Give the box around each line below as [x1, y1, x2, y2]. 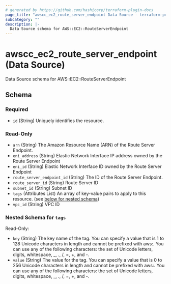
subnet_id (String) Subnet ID [12, 185, 73, 191]
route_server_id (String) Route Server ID [12, 180, 98, 186]
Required [5, 106, 28, 113]
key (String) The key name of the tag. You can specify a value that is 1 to [12, 235, 164, 242]
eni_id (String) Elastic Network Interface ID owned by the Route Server [12, 163, 162, 169]
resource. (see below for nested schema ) [12, 196, 100, 202]
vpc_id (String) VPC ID [12, 202, 60, 208]
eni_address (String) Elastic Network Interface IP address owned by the [12, 153, 163, 159]
